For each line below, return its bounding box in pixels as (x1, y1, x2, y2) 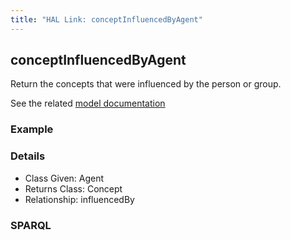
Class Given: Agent (24, 172, 105, 184)
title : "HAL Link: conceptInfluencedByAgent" (10, 14, 203, 25)
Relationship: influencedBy (24, 193, 135, 205)
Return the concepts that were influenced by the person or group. (10, 78, 282, 90)
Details (10, 149, 46, 163)
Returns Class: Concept (24, 182, 123, 195)
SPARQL (10, 218, 52, 232)
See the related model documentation (10, 97, 166, 110)
